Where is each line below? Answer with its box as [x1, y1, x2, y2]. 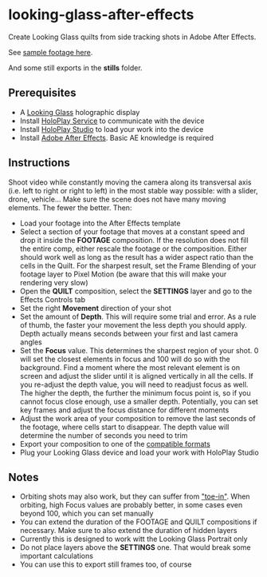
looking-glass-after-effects [8, 6, 194, 24]
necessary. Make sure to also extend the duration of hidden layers [19, 526, 238, 535]
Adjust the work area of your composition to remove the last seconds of [19, 413, 257, 423]
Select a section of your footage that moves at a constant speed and [19, 226, 245, 237]
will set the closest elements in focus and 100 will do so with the [19, 354, 230, 364]
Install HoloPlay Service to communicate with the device [19, 116, 205, 125]
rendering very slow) [19, 277, 89, 287]
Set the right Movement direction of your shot [19, 303, 171, 312]
